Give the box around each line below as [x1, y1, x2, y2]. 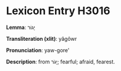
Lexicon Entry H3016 [6, 4, 110, 18]
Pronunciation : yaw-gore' [6, 46, 70, 54]
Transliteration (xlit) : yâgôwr [6, 35, 77, 42]
